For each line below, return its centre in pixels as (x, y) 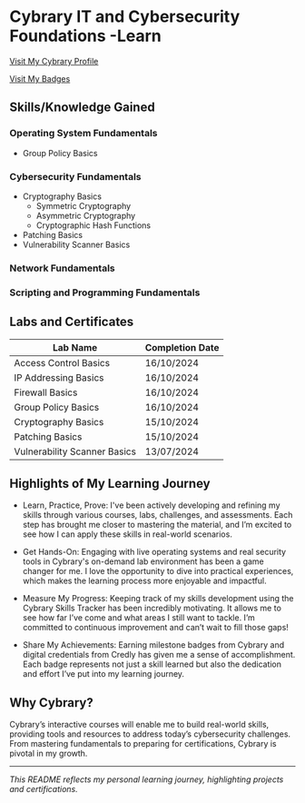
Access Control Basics (62, 362)
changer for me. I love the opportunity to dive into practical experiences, (158, 571)
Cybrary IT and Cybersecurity (125, 17)
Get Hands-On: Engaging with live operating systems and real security (154, 552)
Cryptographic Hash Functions (93, 225)
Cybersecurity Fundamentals (76, 176)
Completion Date (182, 347)
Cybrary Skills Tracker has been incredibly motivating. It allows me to (152, 608)
